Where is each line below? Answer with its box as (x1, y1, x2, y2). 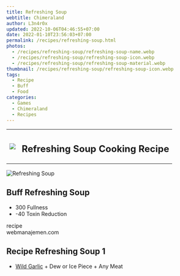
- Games (12, 100, 32, 106)
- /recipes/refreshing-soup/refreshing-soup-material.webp (12, 60, 166, 66)
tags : (6, 72, 20, 78)
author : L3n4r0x (6, 20, 48, 26)
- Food (12, 89, 29, 95)
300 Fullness (15, 203, 48, 211)
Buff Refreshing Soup (6, 187, 90, 198)
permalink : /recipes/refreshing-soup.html (6, 37, 116, 43)
